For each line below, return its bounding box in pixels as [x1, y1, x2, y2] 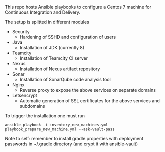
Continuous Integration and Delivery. [5, 9, 81, 15]
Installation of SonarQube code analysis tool [19, 77, 111, 82]
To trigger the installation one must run [5, 113, 85, 119]
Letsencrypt [12, 92, 37, 98]
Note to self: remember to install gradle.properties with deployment [5, 136, 144, 141]
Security [12, 29, 30, 34]
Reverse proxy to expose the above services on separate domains [19, 87, 156, 93]
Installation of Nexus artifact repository [19, 66, 100, 72]
